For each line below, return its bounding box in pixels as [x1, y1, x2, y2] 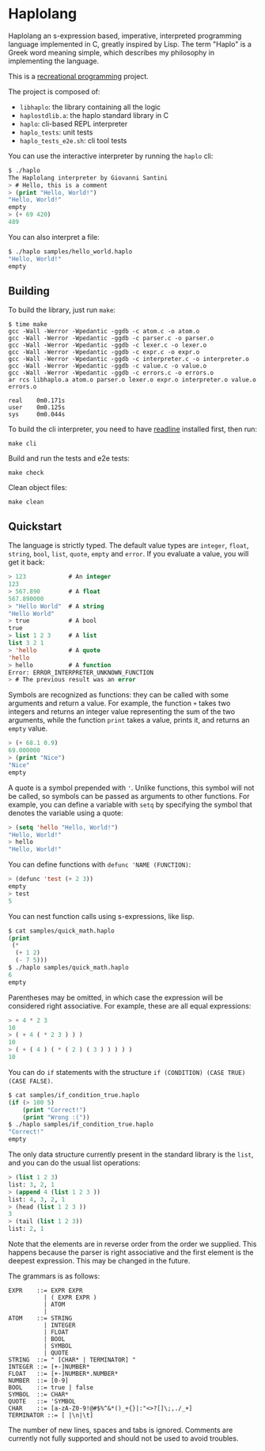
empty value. [8, 724, 48, 733]
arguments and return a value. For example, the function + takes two [8, 698, 231, 708]
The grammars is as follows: [8, 1271, 100, 1281]
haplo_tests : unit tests [19, 127, 93, 137]
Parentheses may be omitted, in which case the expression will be [8, 993, 224, 1002]
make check [8, 469, 44, 477]
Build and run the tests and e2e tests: [8, 454, 131, 463]
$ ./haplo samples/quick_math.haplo [8, 963, 129, 972]
